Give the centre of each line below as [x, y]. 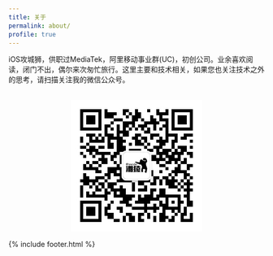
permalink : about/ [39, 26]
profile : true [32, 34]
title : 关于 [27, 17]
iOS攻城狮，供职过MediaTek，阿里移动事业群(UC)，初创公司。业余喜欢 [127, 59]
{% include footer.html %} [52, 245]
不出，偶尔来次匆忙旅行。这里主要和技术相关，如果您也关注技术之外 [150, 70]
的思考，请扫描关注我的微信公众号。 [69, 80]
